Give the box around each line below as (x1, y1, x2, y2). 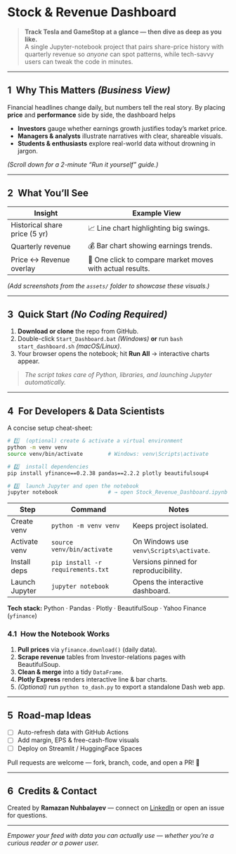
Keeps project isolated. (132, 521, 209, 531)
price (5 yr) (11, 229, 48, 238)
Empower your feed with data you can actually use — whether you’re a (7, 831, 214, 840)
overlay (11, 263, 36, 273)
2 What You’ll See (7, 187, 89, 199)
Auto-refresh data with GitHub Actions (17, 728, 129, 737)
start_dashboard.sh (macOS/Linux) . (17, 342, 122, 350)
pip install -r (51, 559, 102, 567)
